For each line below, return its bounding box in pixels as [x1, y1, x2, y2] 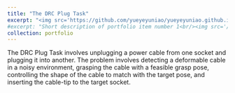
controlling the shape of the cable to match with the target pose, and [7, 71, 205, 79]
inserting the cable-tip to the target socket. [7, 78, 131, 87]
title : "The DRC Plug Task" [7, 10, 90, 17]
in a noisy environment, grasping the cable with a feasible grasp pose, [7, 63, 210, 71]
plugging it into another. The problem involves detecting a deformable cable [7, 56, 226, 65]
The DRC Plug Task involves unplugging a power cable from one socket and [7, 49, 227, 57]
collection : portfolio [7, 29, 73, 37]
